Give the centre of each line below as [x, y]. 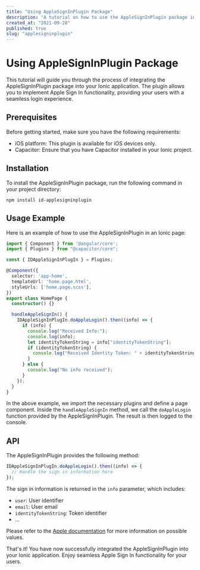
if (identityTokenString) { [62, 348]
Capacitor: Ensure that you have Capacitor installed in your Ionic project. [104, 149]
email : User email [36, 506]
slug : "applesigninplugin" [40, 34]
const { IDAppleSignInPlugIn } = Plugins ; [60, 260]
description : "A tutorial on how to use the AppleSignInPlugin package [97, 17]
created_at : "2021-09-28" [38, 23]
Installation [27, 168]
